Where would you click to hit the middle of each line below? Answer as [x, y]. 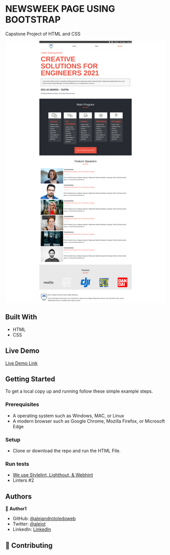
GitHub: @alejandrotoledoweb [44, 519]
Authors [19, 496]
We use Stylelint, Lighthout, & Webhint [53, 475]
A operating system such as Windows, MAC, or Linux [68, 415]
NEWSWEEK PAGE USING [60, 9]
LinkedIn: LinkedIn [32, 530]
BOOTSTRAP [33, 20]
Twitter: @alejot [29, 524]
